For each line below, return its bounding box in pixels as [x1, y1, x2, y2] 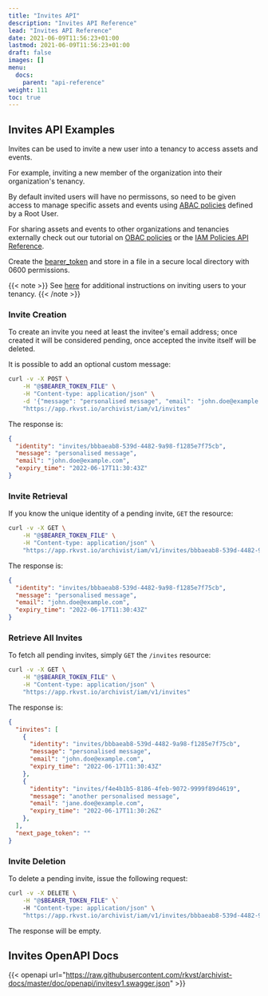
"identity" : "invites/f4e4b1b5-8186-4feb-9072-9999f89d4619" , [29, 785, 241, 792]
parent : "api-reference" [22, 78, 105, 86]
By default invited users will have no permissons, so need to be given [8, 192, 236, 202]
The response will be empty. [8, 926, 102, 935]
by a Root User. [8, 209, 59, 219]
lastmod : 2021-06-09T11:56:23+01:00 [8, 41, 130, 49]
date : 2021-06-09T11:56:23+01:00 [8, 34, 120, 42]
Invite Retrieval [8, 490, 68, 501]
